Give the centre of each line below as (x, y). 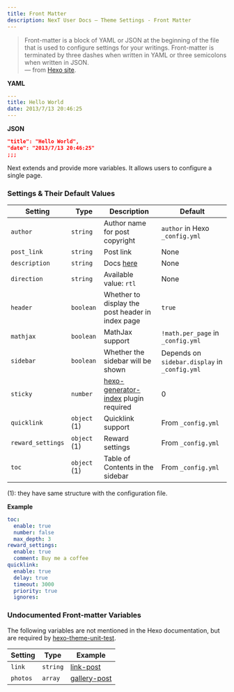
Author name (125, 223)
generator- (122, 389)
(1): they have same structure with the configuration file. (87, 493)
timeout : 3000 (34, 584)
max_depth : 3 (32, 539)
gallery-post (91, 678)
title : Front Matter (37, 14)
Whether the (124, 352)
